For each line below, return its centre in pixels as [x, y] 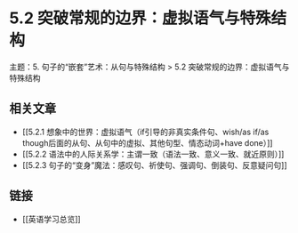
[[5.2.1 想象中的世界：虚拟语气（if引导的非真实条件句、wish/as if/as [145, 132]
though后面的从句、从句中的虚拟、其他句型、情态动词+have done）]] [147, 142]
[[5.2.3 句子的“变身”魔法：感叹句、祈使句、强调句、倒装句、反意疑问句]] [154, 165]
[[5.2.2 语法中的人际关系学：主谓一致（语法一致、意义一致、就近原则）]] [153, 154]
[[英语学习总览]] [52, 219]
